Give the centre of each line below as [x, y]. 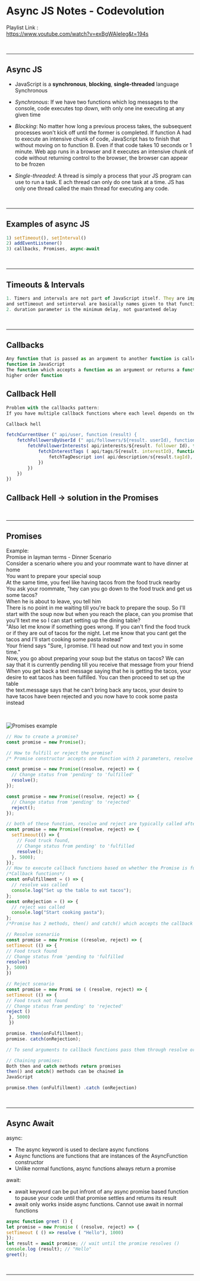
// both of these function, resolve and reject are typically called [94, 824]
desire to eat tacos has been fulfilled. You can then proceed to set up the [96, 677]
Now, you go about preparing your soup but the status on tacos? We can [95, 658]
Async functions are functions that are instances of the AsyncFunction [101, 1156]
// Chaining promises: [34, 1061]
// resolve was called [40, 885]
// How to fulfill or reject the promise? [60, 753]
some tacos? [22, 595]
